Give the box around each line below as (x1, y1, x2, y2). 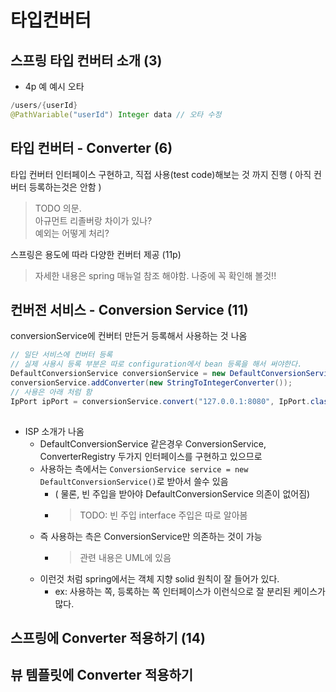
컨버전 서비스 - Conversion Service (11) (10, 301, 249, 318)
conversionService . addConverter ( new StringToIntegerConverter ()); (10, 378, 293, 388)
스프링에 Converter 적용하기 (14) (10, 629, 206, 646)
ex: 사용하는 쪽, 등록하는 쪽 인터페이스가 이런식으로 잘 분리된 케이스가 (54, 585, 326, 597)
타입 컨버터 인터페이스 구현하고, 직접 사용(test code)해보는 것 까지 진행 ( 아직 (10, 168, 312, 180)
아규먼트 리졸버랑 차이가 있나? (34, 214, 153, 226)
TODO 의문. (34, 202, 82, 214)
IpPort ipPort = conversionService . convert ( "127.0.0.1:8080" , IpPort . (10, 396, 311, 406)
